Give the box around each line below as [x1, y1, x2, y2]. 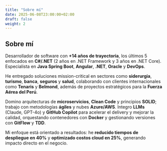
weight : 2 [5, 21, 26, 26]
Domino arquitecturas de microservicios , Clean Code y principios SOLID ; [5, 99, 157, 105]
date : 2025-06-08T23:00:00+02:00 [5, 12, 75, 17]
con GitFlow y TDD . [5, 120, 46, 126]
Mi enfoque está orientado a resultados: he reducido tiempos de [5, 130, 139, 136]
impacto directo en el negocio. [5, 140, 68, 146]
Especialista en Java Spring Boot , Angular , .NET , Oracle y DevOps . [5, 63, 146, 70]
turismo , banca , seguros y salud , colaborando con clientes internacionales [5, 78, 161, 85]
